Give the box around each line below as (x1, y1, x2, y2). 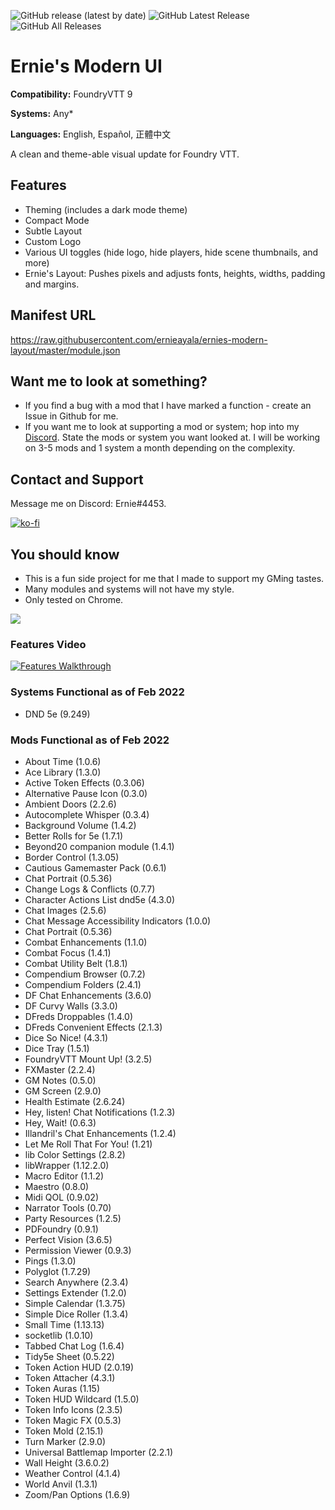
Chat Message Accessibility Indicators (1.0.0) (24, 915, 212, 927)
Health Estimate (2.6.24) (24, 1095, 126, 1107)
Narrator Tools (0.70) (24, 1201, 112, 1214)
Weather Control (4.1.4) (24, 1467, 121, 1479)
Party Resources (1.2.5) (24, 1212, 122, 1224)
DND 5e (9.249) (24, 708, 91, 720)
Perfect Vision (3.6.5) (24, 1233, 113, 1245)
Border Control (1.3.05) (24, 851, 120, 863)
